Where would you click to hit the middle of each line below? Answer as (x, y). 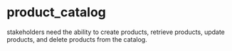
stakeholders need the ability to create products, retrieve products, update (116, 32)
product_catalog (56, 12)
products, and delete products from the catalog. (77, 39)
